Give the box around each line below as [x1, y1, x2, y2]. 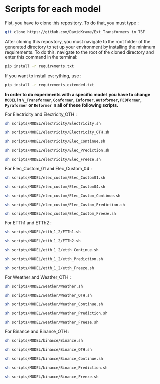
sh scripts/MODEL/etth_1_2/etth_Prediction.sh [5, 256, 103, 261]
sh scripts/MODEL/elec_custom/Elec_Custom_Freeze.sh [5, 211, 116, 216]
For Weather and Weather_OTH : [5, 274, 71, 280]
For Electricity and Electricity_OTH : [5, 111, 77, 117]
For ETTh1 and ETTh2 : [5, 220, 52, 226]
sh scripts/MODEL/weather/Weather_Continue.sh [5, 302, 103, 307]
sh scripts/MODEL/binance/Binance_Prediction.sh [5, 365, 107, 370]
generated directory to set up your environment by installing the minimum [5, 44, 155, 50]
